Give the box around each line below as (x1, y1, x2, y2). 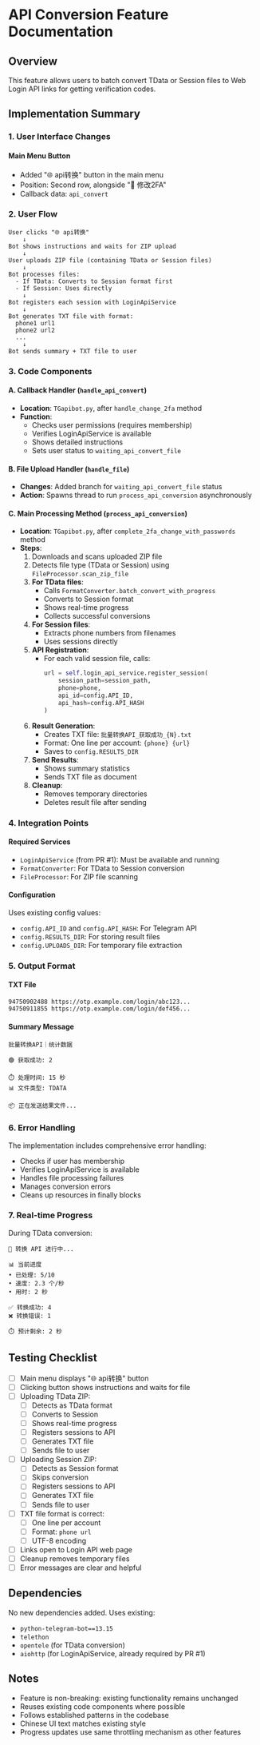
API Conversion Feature (8, 6, 169, 24)
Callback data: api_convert (19, 189, 109, 198)
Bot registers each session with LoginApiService (8, 298, 177, 306)
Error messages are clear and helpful (19, 1563, 142, 1572)
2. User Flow (8, 209, 58, 220)
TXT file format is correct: (19, 1508, 105, 1518)
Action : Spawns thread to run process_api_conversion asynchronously (19, 490, 253, 500)
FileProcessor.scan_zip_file (31, 570, 129, 579)
